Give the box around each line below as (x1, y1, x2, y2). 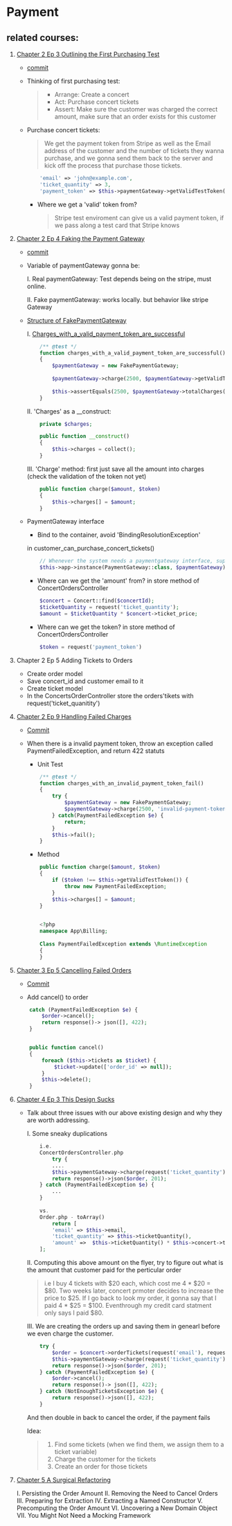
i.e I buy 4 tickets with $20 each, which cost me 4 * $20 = (44, 1279, 211, 1287)
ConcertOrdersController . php (39, 1149, 124, 1156)
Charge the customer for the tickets (54, 1455, 157, 1463)
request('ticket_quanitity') (26, 699, 100, 707)
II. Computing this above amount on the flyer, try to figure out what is (26, 1259, 224, 1266)
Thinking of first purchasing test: (26, 77, 121, 85)
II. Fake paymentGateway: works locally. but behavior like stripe (26, 295, 209, 303)
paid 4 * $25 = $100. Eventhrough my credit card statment (44, 1302, 212, 1309)
